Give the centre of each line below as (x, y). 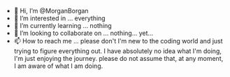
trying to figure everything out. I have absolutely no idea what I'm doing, (118, 51)
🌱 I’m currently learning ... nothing (63, 26)
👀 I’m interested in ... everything (60, 18)
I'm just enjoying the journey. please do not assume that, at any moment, (118, 58)
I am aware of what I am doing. (58, 66)
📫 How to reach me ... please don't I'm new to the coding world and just (118, 41)
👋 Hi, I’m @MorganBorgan (51, 11)
